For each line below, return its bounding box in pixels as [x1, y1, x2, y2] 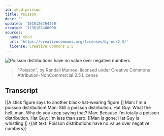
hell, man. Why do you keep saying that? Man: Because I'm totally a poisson [5, 110, 159, 116]
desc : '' [5, 16, 23, 21]
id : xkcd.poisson [5, 7, 41, 12]
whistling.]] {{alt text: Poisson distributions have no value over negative [5, 120, 150, 126]
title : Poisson [5, 12, 36, 17]
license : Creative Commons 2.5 [9, 44, 74, 49]
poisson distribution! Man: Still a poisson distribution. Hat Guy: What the [5, 104, 151, 111]
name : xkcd [9, 35, 32, 40]
